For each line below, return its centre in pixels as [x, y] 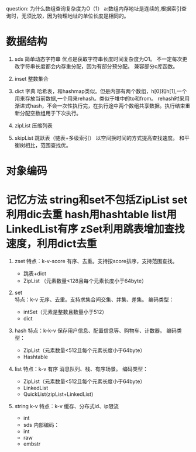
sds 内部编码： [41, 425]
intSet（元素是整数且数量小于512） [65, 312]
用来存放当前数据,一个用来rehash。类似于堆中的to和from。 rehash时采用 [102, 98]
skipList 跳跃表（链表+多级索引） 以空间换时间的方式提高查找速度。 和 [99, 138]
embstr [32, 444]
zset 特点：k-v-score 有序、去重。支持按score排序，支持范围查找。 [96, 261]
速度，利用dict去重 [51, 244]
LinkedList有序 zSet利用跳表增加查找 [96, 229]
